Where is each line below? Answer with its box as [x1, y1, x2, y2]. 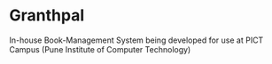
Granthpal [9, 5, 85, 26]
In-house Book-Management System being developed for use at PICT [9, 35, 264, 45]
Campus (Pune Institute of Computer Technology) [9, 44, 191, 54]
